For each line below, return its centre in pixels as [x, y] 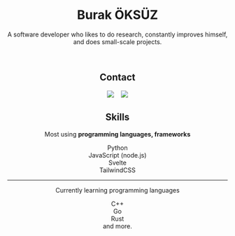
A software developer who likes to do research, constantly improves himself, [117, 34]
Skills [117, 117]
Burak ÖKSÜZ [117, 15]
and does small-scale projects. [117, 41]
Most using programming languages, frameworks [117, 134]
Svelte [117, 162]
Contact [117, 77]
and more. [117, 226]
